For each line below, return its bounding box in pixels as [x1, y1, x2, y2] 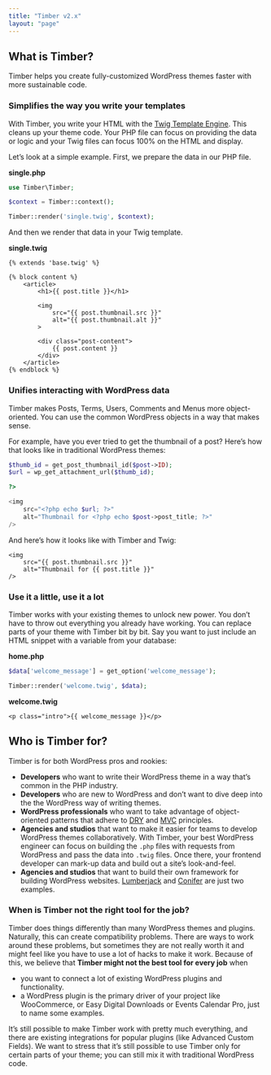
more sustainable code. [8, 80, 88, 90]
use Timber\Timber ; [8, 183, 75, 191]
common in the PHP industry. [20, 780, 119, 790]
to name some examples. [20, 1007, 105, 1018]
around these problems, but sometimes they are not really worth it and [8, 940, 245, 950]
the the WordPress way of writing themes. [20, 797, 161, 807]
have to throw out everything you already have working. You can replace [8, 618, 252, 628]
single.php [8, 168, 46, 178]
